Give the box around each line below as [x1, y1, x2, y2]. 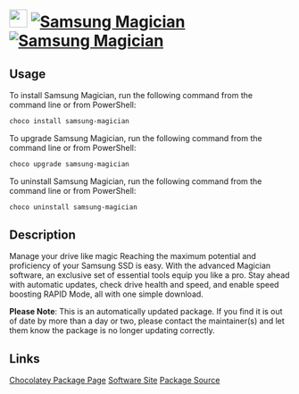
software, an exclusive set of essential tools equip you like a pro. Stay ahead [9, 270, 290, 281]
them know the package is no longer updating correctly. [9, 325, 216, 336]
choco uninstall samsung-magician [9, 202, 138, 212]
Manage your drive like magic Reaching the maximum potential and [9, 251, 257, 262]
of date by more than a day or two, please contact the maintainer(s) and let [9, 315, 286, 326]
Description [9, 228, 76, 243]
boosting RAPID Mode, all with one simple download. [9, 289, 203, 299]
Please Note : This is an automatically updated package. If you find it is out [9, 306, 283, 317]
